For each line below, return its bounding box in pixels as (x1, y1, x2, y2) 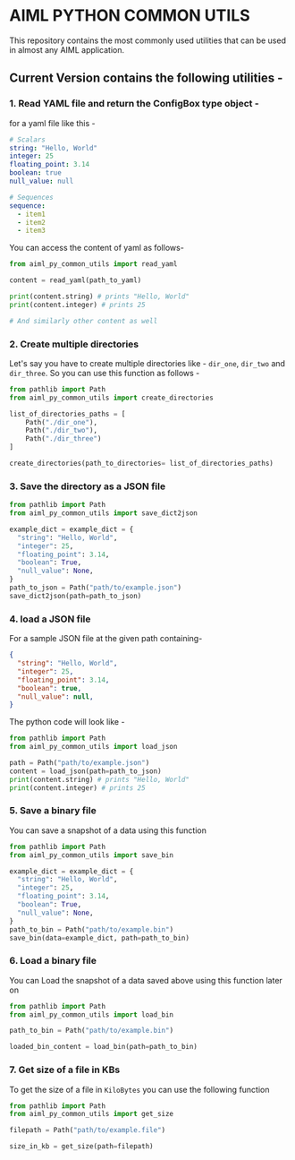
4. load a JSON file (9, 613, 91, 625)
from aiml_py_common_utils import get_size (9, 1110, 174, 1119)
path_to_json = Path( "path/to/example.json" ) (9, 583, 181, 592)
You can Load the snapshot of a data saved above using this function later (9, 975, 283, 985)
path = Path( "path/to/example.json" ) (9, 759, 150, 768)
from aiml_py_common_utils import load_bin (9, 1010, 174, 1019)
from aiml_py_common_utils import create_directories (9, 393, 215, 402)
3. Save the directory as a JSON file (9, 480, 166, 493)
